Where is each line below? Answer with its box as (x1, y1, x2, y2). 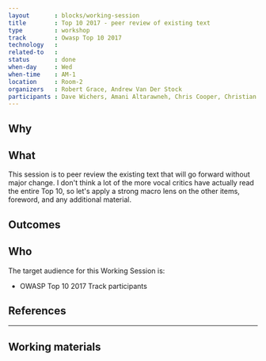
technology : (8, 41, 59, 49)
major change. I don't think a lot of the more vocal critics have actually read (8, 178, 255, 188)
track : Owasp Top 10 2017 (8, 33, 123, 42)
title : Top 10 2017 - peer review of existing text (8, 19, 211, 27)
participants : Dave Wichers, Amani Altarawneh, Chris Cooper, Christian (8, 93, 257, 101)
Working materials (8, 340, 101, 353)
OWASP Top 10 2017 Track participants (19, 281, 148, 291)
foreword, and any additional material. (8, 195, 132, 204)
